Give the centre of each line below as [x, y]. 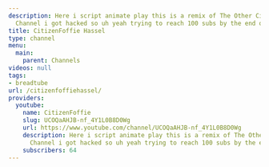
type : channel [32, 38]
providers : [26, 98]
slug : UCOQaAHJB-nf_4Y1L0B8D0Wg [76, 120]
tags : [17, 75]
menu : [17, 46]
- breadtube [28, 83]
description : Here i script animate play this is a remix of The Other [130, 16]
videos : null [30, 68]
